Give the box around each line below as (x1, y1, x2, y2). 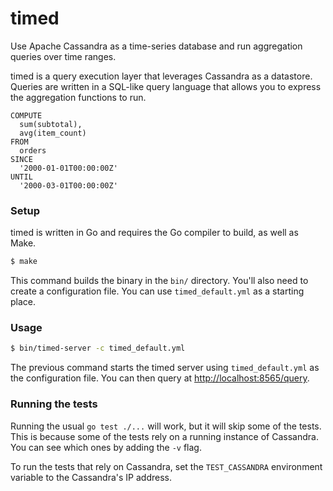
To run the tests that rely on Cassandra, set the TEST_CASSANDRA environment (10, 460, 323, 472)
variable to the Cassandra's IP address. (10, 471, 173, 483)
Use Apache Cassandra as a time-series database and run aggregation (10, 40, 303, 52)
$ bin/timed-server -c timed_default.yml (10, 343, 186, 354)
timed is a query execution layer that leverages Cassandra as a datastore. (10, 70, 313, 82)
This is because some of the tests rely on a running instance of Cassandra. (10, 430, 319, 442)
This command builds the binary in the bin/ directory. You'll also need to (10, 275, 309, 287)
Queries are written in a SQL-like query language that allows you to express (10, 80, 322, 92)
